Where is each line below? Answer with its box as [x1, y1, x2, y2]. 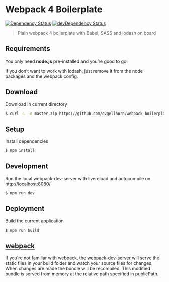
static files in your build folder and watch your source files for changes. [5, 260, 153, 266]
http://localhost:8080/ [5, 181, 51, 187]
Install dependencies [5, 138, 49, 144]
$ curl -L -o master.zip [5, 111, 57, 116]
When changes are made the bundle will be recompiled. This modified [5, 266, 150, 272]
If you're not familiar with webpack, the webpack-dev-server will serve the [5, 255, 160, 261]
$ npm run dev [5, 190, 35, 195]
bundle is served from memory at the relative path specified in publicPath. [5, 271, 159, 277]
